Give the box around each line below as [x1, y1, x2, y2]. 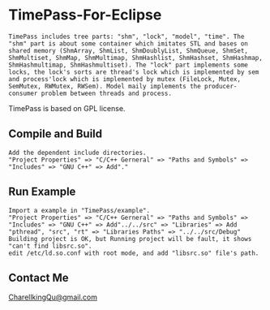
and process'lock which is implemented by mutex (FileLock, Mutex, [8, 75, 242, 83]
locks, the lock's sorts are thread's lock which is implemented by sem [8, 67, 259, 76]
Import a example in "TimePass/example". [8, 206, 151, 214]
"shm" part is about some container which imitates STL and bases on [8, 39, 249, 48]
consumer [8, 89, 38, 97]
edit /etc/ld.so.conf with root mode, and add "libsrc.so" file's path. [8, 249, 259, 257]
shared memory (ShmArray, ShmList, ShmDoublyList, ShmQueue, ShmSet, [8, 46, 249, 54]
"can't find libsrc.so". [8, 242, 92, 250]
